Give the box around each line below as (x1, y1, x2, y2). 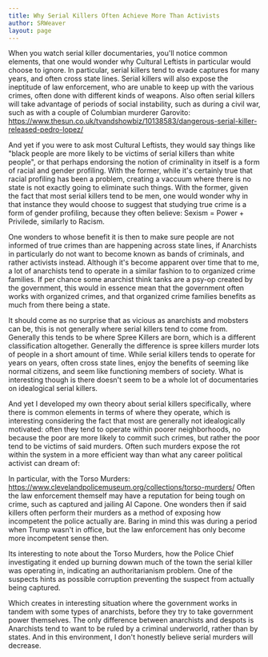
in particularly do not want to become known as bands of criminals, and (8, 249, 245, 259)
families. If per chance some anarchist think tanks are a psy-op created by (8, 275, 254, 285)
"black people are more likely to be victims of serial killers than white (8, 149, 235, 158)
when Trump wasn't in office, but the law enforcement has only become (8, 525, 246, 535)
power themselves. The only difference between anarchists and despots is (8, 615, 254, 625)
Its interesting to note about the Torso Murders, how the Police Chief (8, 549, 234, 559)
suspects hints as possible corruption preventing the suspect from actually (8, 575, 254, 584)
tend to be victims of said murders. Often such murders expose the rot (8, 441, 241, 452)
